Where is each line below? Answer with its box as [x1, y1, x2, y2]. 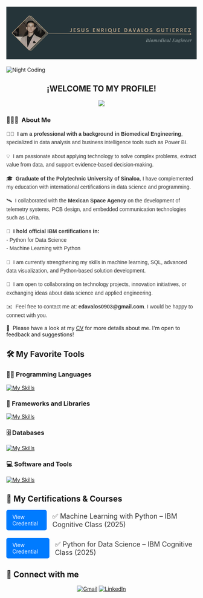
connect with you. [6, 311, 48, 319]
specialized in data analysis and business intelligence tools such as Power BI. [6, 139, 188, 146]
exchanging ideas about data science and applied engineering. [6, 289, 153, 296]
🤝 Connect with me [6, 569, 79, 579]
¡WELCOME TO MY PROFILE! [47, 84, 156, 94]
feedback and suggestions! [6, 331, 74, 338]
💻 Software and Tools [6, 460, 72, 468]
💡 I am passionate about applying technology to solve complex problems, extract [6, 153, 196, 159]
